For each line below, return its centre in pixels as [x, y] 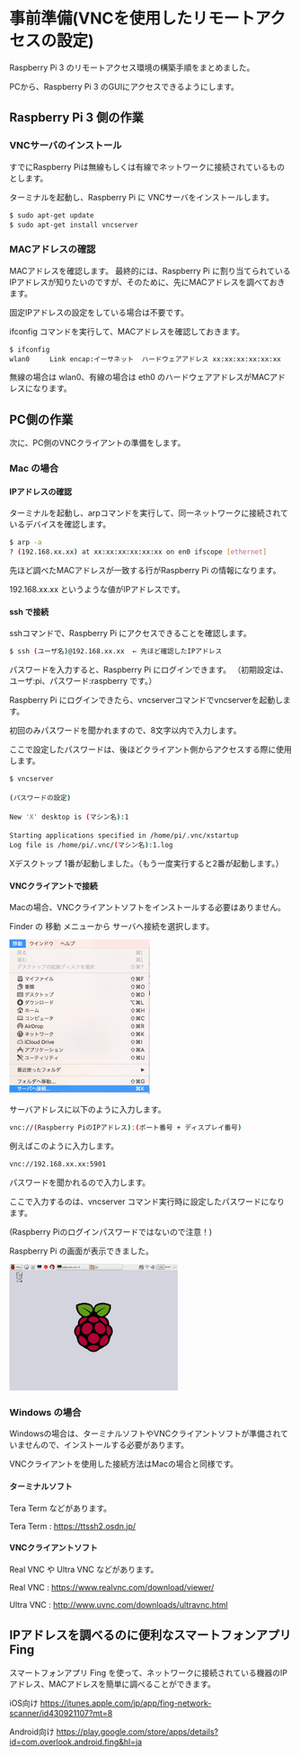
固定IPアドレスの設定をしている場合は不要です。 [99, 312]
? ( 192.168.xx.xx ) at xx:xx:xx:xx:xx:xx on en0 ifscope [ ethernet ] [138, 552]
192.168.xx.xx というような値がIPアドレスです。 [97, 590]
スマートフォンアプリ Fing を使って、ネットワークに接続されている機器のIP [148, 1672]
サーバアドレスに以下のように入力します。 [88, 1110]
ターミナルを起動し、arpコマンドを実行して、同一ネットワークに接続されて [149, 513]
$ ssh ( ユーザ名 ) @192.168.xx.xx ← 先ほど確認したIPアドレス [116, 652]
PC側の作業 [41, 419]
